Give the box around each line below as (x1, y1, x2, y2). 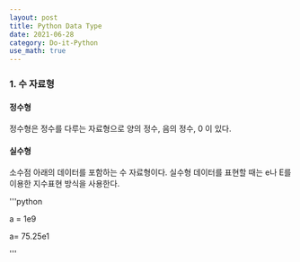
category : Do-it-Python (9, 38, 99, 48)
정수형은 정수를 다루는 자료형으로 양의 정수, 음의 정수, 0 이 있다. (9, 123, 232, 135)
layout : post (9, 13, 58, 22)
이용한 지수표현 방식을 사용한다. (9, 179, 120, 189)
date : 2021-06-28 (9, 30, 75, 39)
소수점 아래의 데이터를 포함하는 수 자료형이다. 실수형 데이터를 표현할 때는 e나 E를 (9, 167, 292, 178)
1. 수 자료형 (9, 78, 55, 91)
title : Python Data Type (9, 22, 102, 31)
